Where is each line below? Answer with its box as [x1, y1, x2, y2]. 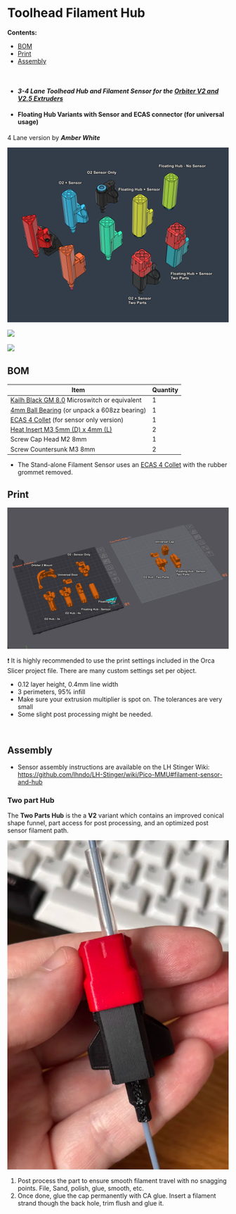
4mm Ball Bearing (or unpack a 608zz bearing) [10, 406, 147, 414]
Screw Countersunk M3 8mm [10, 445, 96, 453]
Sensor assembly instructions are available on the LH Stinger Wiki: [17, 763, 210, 772]
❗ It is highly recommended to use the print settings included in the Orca [7, 656, 216, 665]
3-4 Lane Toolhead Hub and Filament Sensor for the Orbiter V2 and [17, 87, 219, 95]
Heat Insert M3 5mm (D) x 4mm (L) [10, 425, 112, 434]
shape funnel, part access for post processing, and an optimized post [7, 819, 209, 827]
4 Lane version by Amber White [7, 133, 100, 142]
